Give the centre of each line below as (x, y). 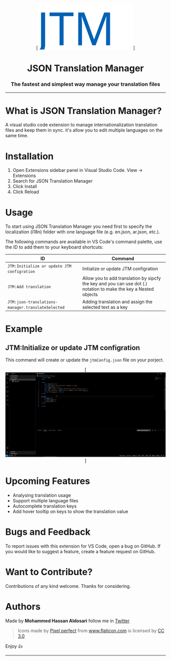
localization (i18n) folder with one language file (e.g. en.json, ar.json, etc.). (83, 232)
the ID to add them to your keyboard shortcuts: (54, 247)
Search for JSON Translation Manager (53, 181)
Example (24, 329)
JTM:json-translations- (33, 302)
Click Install (25, 187)
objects (90, 294)
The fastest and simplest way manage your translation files (85, 84)
